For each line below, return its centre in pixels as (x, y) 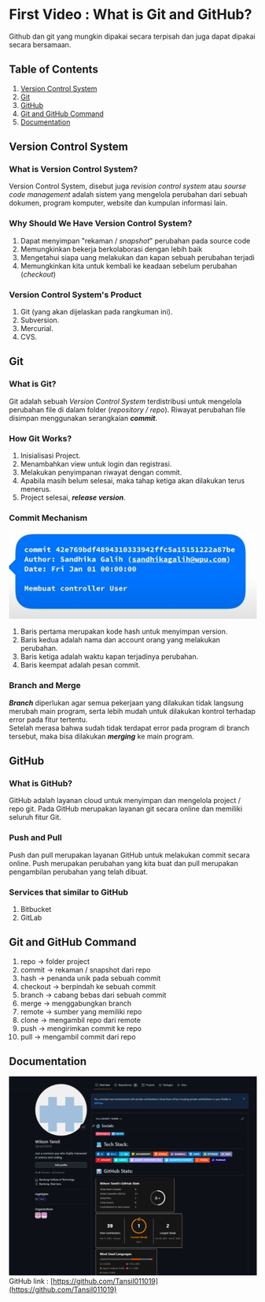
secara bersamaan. (40, 44)
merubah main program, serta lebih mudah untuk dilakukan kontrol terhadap (132, 711)
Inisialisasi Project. (50, 456)
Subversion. (40, 320)
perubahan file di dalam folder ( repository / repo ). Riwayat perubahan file (127, 409)
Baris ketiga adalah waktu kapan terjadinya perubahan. (109, 657)
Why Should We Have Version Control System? (101, 224)
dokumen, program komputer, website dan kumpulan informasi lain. (118, 203)
